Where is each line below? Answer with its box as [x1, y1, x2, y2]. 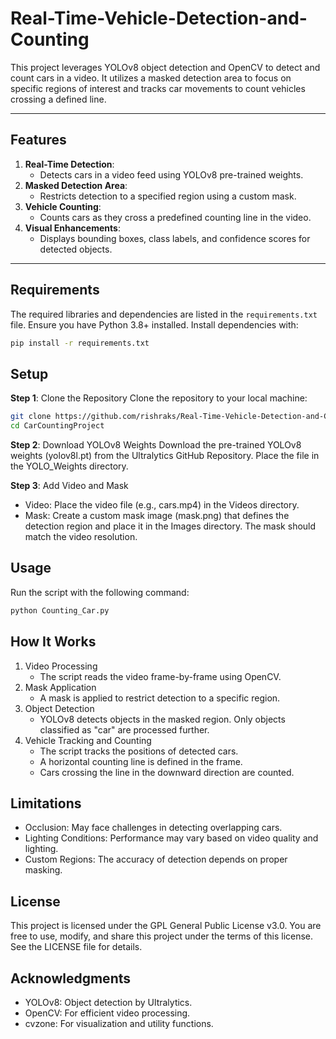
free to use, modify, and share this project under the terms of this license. [10, 930, 314, 942]
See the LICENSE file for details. [10, 941, 143, 953]
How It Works [10, 633, 97, 651]
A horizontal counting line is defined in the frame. [39, 755, 243, 767]
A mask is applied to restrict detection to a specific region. [39, 692, 281, 704]
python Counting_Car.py [10, 605, 110, 616]
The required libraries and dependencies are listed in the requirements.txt [10, 308, 318, 320]
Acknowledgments [10, 970, 132, 987]
